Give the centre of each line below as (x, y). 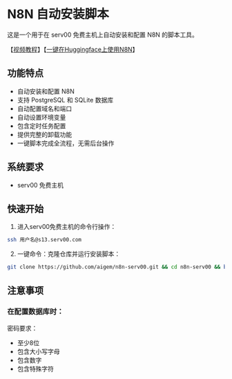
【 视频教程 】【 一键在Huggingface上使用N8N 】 (73, 49)
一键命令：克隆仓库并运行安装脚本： (69, 254)
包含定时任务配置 (41, 126)
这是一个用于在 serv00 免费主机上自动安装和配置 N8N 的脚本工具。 (103, 35)
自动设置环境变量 (41, 117)
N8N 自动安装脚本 (58, 14)
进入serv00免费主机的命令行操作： (67, 227)
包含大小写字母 (38, 351)
